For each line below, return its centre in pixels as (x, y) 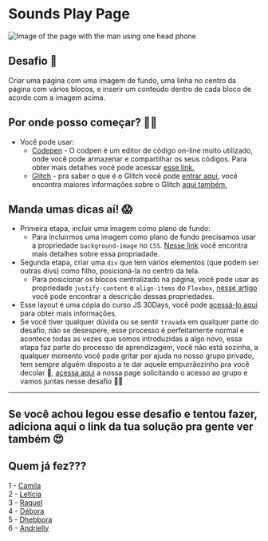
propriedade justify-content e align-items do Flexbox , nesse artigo (144, 288)
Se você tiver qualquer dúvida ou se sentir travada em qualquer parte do (139, 322)
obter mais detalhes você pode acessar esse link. (113, 167)
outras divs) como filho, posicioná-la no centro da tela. (110, 271)
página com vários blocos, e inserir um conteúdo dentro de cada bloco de (130, 89)
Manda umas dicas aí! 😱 (71, 209)
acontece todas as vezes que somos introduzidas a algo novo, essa (131, 339)
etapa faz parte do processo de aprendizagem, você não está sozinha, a (139, 348)
